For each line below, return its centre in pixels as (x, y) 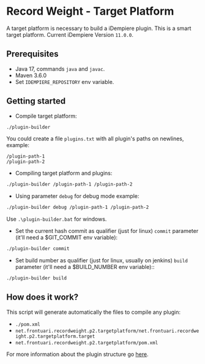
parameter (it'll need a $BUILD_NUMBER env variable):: (85, 267)
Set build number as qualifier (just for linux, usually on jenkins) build (101, 260)
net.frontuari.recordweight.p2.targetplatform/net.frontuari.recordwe (107, 331)
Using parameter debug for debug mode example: (77, 196)
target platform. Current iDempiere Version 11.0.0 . (70, 34)
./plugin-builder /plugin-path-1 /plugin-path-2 (69, 184)
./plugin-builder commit (38, 249)
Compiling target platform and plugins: (64, 173)
